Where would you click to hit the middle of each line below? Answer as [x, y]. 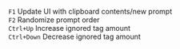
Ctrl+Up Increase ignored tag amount [69, 28]
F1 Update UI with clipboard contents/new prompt [90, 11]
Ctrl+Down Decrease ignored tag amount [75, 36]
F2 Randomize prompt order [54, 20]
